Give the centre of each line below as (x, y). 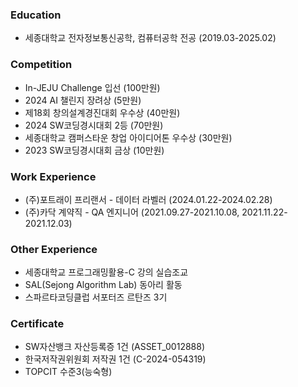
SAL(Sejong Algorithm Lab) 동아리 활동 (103, 285)
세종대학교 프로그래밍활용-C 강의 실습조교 (106, 272)
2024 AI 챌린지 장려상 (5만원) (83, 100)
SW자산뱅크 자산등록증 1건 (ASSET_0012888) (115, 347)
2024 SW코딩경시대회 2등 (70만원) (94, 125)
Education (36, 15)
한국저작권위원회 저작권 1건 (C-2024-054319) (115, 359)
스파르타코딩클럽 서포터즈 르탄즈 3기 (96, 297)
